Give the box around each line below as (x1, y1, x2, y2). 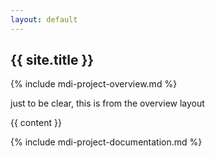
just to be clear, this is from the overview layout (10, 97, 205, 110)
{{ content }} (10, 117, 62, 129)
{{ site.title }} (10, 52, 95, 69)
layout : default (10, 14, 78, 25)
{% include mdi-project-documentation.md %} (10, 136, 203, 148)
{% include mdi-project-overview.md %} (10, 78, 178, 90)
